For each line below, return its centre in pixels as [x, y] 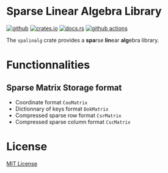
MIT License [22, 163]
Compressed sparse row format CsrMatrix [68, 115]
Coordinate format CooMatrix [51, 102]
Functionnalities [48, 65]
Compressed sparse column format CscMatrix [73, 121]
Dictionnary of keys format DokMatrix [62, 109]
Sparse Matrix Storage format [64, 87]
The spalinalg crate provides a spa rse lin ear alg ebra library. [83, 40]
